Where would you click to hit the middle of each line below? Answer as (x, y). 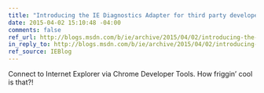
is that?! (21, 82)
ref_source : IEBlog (40, 52)
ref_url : (22, 37)
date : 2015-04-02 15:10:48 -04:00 (65, 23)
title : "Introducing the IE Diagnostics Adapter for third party (117, 15)
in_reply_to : (29, 45)
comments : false (35, 30)
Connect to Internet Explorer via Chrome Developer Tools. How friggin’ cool (130, 74)
